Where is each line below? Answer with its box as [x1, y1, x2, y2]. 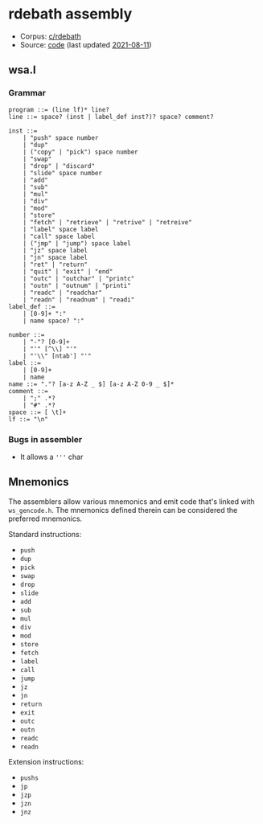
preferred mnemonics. [8, 514, 83, 523]
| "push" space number [23, 133, 99, 141]
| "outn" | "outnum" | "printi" [23, 281, 131, 289]
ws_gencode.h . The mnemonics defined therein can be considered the [8, 505, 238, 514]
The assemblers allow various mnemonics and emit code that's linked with [8, 496, 255, 506]
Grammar [8, 88, 47, 99]
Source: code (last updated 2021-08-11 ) [19, 39, 152, 49]
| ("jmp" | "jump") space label [23, 239, 131, 248]
